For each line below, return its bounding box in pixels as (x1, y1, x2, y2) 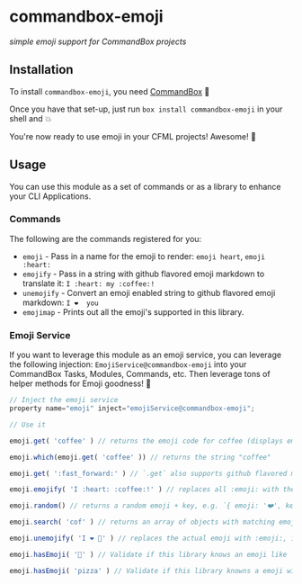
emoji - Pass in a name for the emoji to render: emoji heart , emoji (22, 250, 265, 262)
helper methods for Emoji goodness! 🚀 (9, 378, 151, 389)
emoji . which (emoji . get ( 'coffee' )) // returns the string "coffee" (9, 453, 271, 462)
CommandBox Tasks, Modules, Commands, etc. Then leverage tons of (9, 369, 271, 380)
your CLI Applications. (9, 191, 92, 202)
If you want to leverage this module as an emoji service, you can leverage (9, 349, 281, 361)
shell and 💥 (9, 112, 52, 123)
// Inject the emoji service (9, 396, 119, 405)
